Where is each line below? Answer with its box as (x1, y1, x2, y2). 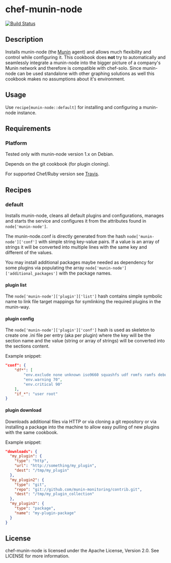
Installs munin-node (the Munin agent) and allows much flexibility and (5, 48, 152, 55)
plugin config (5, 315, 34, 321)
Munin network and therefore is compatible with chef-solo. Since (5, 65, 141, 71)
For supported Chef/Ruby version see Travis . (5, 171, 99, 177)
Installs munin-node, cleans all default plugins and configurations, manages (5, 212, 164, 219)
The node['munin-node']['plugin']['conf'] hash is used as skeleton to (5, 327, 155, 333)
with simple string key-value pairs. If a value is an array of (38, 238, 160, 245)
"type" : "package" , (14, 506, 56, 511)
